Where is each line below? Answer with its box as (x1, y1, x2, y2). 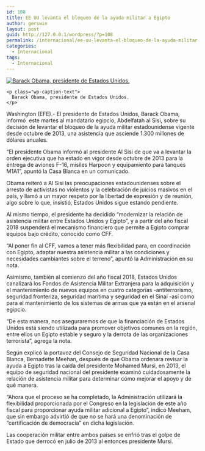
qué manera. (6, 381, 38, 389)
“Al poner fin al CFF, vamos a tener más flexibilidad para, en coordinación (6, 242, 191, 249)
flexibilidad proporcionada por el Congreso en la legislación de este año (6, 400, 187, 407)
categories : (6, 43, 37, 50)
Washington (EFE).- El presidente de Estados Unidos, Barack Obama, (6, 110, 180, 117)
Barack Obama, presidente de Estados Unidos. (12, 94, 130, 100)
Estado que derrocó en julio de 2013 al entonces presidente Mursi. (6, 438, 173, 445)
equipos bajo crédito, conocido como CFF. (6, 230, 113, 237)
